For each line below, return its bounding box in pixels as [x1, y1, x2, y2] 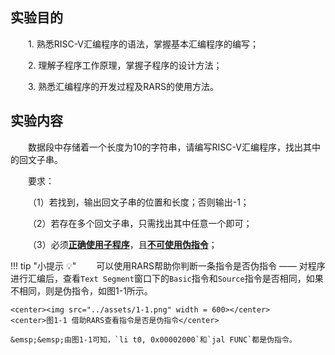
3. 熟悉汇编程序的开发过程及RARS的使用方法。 [28, 80, 219, 92]
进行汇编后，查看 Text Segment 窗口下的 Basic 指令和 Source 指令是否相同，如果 [10, 272, 324, 284]
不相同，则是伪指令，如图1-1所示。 [10, 284, 153, 297]
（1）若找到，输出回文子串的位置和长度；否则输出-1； [28, 196, 250, 208]
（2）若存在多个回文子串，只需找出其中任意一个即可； [28, 217, 253, 229]
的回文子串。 [10, 153, 63, 165]
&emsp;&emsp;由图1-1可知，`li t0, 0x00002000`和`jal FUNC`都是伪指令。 [10, 334, 297, 345]
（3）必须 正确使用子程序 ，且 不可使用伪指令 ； [28, 238, 218, 250]
